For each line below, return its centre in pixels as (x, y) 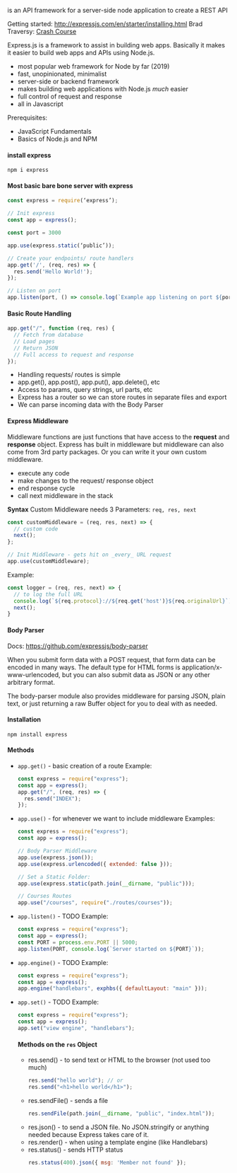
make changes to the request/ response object (85, 480)
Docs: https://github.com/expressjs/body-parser (78, 646)
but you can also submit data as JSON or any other (136, 674)
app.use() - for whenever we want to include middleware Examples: (116, 819)
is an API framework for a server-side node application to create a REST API (117, 10)
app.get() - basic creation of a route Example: (85, 765)
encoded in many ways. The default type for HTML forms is (94, 667)
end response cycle (46, 488)
